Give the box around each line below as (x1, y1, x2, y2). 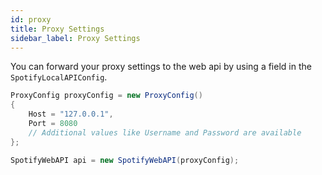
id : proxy (10, 14, 52, 25)
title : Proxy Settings (10, 24, 105, 34)
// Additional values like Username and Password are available (28, 127, 302, 138)
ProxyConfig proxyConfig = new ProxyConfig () (10, 91, 203, 101)
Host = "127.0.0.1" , (28, 109, 114, 120)
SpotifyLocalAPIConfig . (10, 71, 108, 83)
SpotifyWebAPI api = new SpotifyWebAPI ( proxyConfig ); (10, 155, 240, 165)
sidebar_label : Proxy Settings (10, 33, 141, 43)
